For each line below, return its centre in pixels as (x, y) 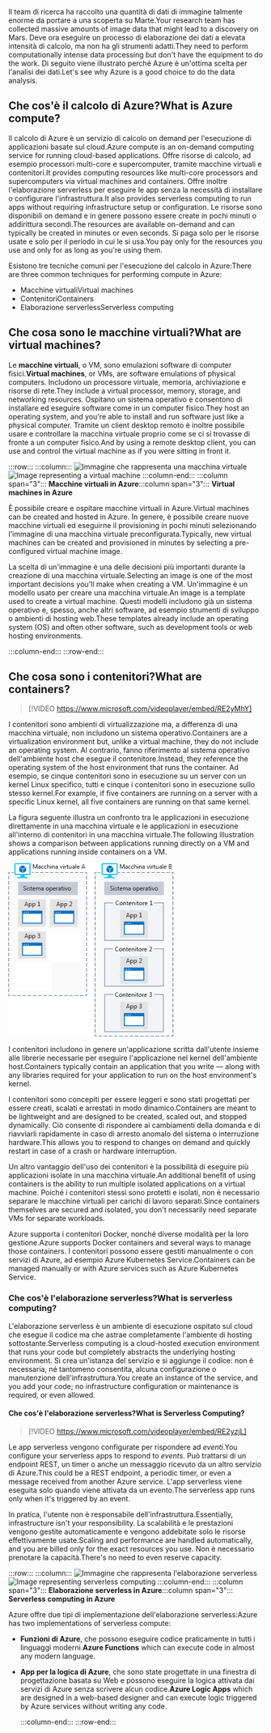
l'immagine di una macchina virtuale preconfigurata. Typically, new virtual (130, 534)
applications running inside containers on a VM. (88, 852)
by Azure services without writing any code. (93, 1706)
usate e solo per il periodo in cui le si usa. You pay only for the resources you (135, 241)
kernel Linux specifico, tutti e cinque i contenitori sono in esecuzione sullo (132, 785)
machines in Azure (40, 492)
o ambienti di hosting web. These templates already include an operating (129, 618)
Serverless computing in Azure (62, 1599)
